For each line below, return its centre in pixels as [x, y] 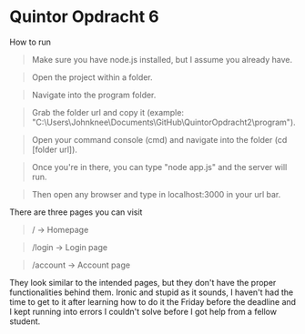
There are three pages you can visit [76, 212]
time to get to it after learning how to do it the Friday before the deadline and [153, 301]
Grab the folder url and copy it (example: [108, 112]
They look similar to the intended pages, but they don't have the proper [143, 282]
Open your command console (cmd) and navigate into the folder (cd [159, 139]
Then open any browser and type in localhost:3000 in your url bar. [156, 194]
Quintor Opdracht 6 [84, 17]
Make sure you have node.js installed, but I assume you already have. [162, 59]
